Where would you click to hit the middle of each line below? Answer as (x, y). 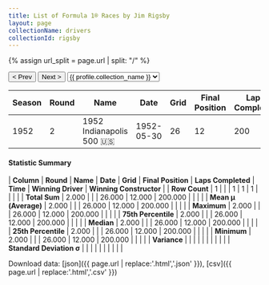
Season (27, 103)
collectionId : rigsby (44, 38)
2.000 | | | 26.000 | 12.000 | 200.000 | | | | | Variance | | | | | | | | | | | (119, 239)
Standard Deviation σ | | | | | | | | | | (66, 248)
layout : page (30, 23)
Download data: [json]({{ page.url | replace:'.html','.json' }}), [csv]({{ (120, 263)
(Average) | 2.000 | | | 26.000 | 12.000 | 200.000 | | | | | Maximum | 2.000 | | (134, 206)
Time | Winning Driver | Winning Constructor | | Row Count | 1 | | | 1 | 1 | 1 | (133, 189)
